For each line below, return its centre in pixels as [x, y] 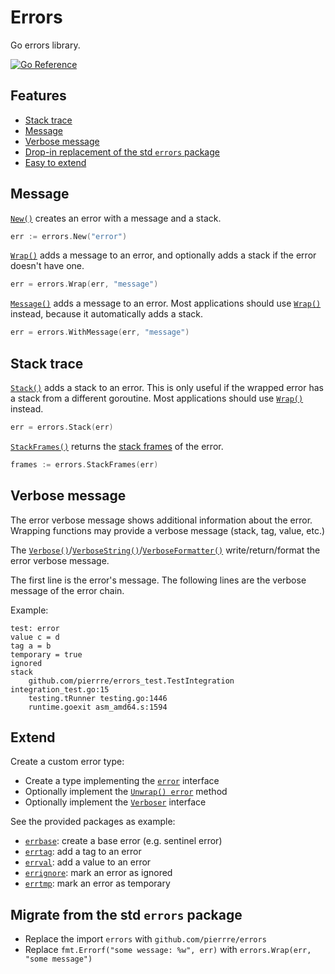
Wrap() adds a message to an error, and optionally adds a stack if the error [163, 255]
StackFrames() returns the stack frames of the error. [117, 446]
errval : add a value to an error [88, 862]
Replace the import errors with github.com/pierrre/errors [145, 939]
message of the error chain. [67, 590]
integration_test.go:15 [60, 689]
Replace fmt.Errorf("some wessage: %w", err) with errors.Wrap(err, [168, 950]
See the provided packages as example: [93, 822]
